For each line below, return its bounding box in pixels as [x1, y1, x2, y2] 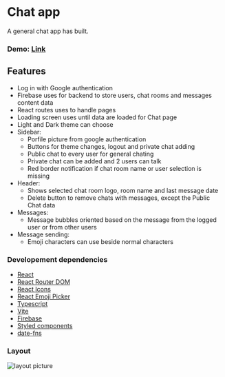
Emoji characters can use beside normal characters [27, 237, 174, 245]
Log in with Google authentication [17, 83, 114, 92]
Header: [17, 179, 41, 187]
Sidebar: [17, 128, 41, 136]
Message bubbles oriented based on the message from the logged [27, 215, 217, 224]
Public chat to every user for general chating [27, 150, 154, 158]
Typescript [17, 299, 48, 307]
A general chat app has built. [7, 27, 89, 35]
